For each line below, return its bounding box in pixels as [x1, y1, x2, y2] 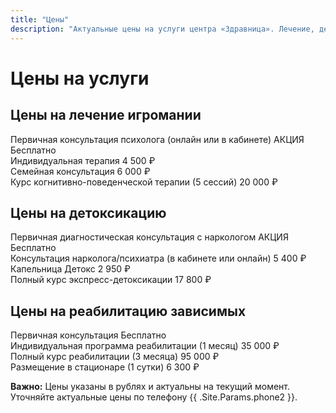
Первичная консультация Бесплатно [10, 329, 167, 341]
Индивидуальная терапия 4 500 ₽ [10, 154, 156, 166]
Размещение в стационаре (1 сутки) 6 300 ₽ [10, 361, 200, 373]
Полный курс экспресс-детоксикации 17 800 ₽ [10, 274, 212, 286]
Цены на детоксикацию [10, 204, 167, 221]
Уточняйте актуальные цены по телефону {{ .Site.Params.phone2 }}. [10, 391, 298, 403]
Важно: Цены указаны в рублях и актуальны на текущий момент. [10, 381, 291, 393]
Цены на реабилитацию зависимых [10, 302, 247, 320]
